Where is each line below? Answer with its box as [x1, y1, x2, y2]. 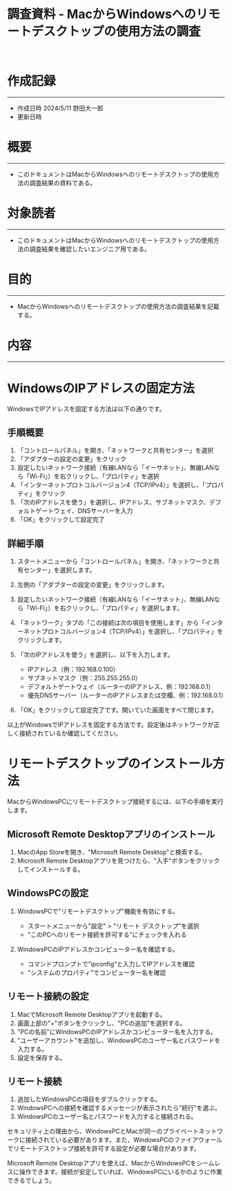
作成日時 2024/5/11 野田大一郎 [17, 104, 104, 112]
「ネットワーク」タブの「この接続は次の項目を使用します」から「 [17, 619, 205, 627]
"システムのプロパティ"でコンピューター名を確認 [27, 968, 166, 977]
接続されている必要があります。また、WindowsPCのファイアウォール [25, 1136, 223, 1144]
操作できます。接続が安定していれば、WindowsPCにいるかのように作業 [19, 1167, 223, 1176]
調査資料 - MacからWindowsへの [7, 6, 197, 22]
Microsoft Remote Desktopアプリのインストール [7, 828, 215, 840]
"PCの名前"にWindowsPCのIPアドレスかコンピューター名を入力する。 [17, 1027, 217, 1035]
